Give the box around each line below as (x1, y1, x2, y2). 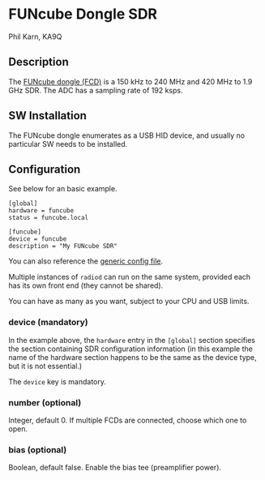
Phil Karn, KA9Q (8, 32, 62, 41)
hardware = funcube (8, 207, 75, 215)
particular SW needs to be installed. (8, 139, 128, 148)
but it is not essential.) (8, 361, 83, 371)
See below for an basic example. (8, 184, 118, 194)
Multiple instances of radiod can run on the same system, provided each (8, 272, 251, 282)
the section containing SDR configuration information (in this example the (8, 344, 253, 354)
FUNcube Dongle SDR (8, 5, 158, 24)
